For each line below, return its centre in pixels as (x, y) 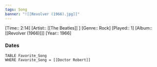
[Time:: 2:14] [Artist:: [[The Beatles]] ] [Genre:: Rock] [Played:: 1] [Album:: (79, 28)
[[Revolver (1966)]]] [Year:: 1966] (38, 33)
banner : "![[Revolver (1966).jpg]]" (42, 14)
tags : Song (16, 9)
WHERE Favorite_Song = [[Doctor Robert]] (48, 60)
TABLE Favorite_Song (26, 56)
